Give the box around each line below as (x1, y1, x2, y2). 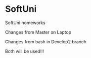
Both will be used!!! (5, 48, 45, 54)
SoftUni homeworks (5, 20, 45, 26)
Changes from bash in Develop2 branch (5, 38, 87, 45)
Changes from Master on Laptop (5, 29, 72, 35)
